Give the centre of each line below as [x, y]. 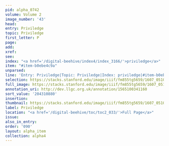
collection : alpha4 [26, 136]
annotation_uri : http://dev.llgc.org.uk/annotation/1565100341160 [76, 89]
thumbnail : [17, 103]
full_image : [18, 84]
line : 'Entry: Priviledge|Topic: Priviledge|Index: [60, 75]
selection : [17, 80]
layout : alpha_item [26, 131]
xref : [11, 52]
